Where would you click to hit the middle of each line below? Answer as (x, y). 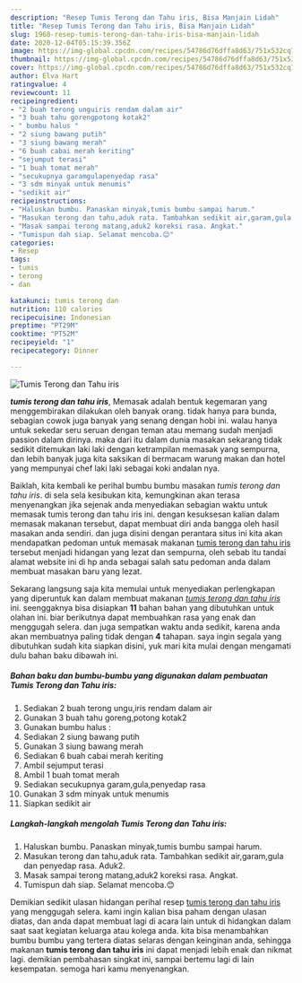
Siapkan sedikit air (57, 803)
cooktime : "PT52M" (44, 334)
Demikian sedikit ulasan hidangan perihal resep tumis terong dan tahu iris (146, 901)
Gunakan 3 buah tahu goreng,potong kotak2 (105, 718)
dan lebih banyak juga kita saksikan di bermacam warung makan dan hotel (148, 458)
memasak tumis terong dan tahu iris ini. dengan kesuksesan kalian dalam (145, 514)
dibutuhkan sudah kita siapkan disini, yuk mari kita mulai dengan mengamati (151, 646)
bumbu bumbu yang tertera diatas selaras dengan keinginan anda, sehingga (151, 940)
